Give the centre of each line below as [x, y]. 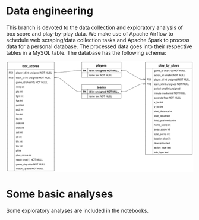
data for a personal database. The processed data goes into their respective [99, 46]
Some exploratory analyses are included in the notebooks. [77, 211]
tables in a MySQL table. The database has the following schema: [86, 52]
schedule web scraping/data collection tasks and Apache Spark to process [98, 40]
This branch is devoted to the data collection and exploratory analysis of [94, 27]
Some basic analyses [60, 194]
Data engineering [50, 11]
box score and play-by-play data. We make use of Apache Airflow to [90, 33]
